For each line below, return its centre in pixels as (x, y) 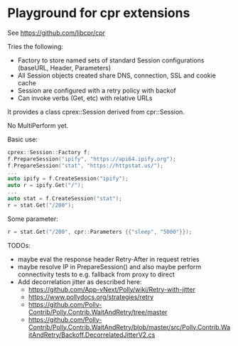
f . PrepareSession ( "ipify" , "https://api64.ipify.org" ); (92, 159)
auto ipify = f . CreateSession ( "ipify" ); (68, 179)
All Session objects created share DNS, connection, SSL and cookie (117, 75)
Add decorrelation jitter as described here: (80, 281)
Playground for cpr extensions (99, 13)
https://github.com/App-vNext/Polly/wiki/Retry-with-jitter (112, 289)
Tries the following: (36, 46)
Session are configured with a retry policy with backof (97, 90)
